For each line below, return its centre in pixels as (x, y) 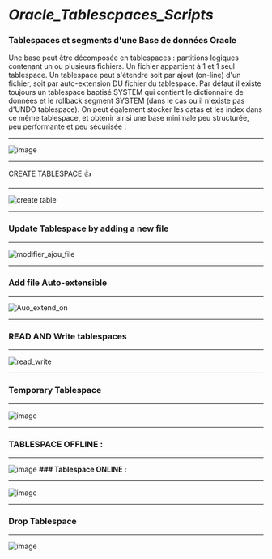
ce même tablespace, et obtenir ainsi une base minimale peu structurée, (129, 118)
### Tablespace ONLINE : (83, 469)
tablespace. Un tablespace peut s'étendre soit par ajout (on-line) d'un (125, 75)
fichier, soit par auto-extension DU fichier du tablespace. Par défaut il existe (135, 83)
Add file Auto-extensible (58, 283)
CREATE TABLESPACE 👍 (50, 174)
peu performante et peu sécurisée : (68, 126)
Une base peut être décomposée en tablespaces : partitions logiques (123, 58)
